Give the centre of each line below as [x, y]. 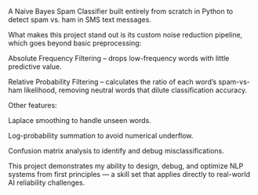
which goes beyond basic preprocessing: [75, 43]
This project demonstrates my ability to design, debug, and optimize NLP [126, 166]
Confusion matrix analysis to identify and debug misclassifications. [116, 151]
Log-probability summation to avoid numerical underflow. [101, 135]
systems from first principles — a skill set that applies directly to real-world [129, 174]
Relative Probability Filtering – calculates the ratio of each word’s [113, 82]
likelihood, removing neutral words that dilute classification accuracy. [136, 90]
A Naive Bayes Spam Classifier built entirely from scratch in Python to [121, 11]
